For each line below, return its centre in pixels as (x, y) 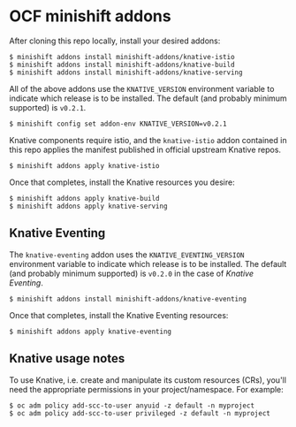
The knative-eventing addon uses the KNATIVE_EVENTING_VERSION (127, 255)
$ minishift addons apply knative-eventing (91, 332)
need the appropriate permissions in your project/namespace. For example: (147, 389)
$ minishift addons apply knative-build (85, 198)
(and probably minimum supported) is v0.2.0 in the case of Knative (132, 273)
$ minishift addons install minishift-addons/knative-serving (126, 72)
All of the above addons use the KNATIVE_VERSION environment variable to (142, 88)
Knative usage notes (67, 358)
